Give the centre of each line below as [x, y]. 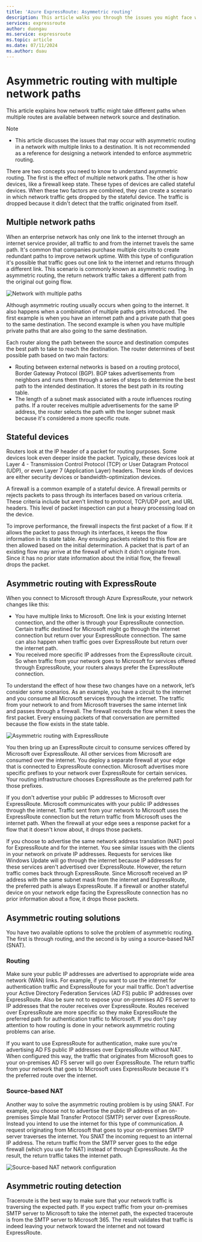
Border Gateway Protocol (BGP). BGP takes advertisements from [95, 373]
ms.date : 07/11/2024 [32, 46]
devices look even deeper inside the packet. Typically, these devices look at [100, 458]
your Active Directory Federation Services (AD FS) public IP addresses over [100, 993]
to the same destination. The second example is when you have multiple [96, 324]
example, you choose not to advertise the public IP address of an [87, 1111]
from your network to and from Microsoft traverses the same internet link [97, 705]
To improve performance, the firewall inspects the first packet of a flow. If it [99, 526]
